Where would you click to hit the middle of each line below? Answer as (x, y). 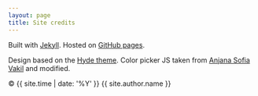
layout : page (29, 15)
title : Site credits (42, 23)
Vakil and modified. (39, 68)
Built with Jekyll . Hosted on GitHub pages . (77, 44)
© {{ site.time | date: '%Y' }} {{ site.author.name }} (90, 84)
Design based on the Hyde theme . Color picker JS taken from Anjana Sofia (129, 60)
